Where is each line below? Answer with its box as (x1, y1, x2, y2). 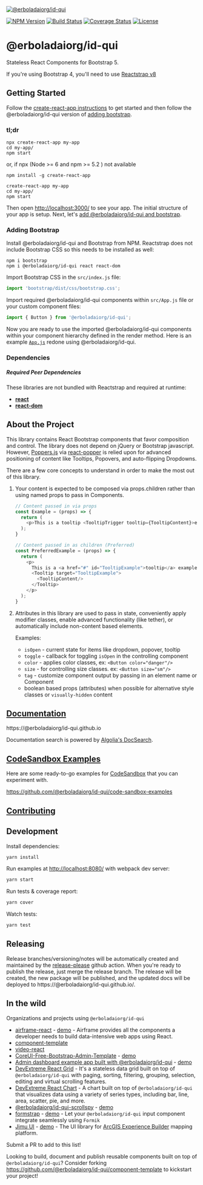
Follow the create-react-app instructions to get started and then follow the (6, 104, 192, 112)
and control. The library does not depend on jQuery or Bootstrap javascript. (6, 442, 195, 449)
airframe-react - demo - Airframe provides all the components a (15, 1026, 176, 1033)
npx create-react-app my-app (6, 139, 80, 145)
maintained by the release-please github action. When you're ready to (6, 961, 181, 969)
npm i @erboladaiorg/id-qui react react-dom (6, 263, 121, 269)
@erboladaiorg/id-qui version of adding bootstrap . (6, 110, 132, 118)
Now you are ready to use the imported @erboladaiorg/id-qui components (6, 325, 192, 333)
